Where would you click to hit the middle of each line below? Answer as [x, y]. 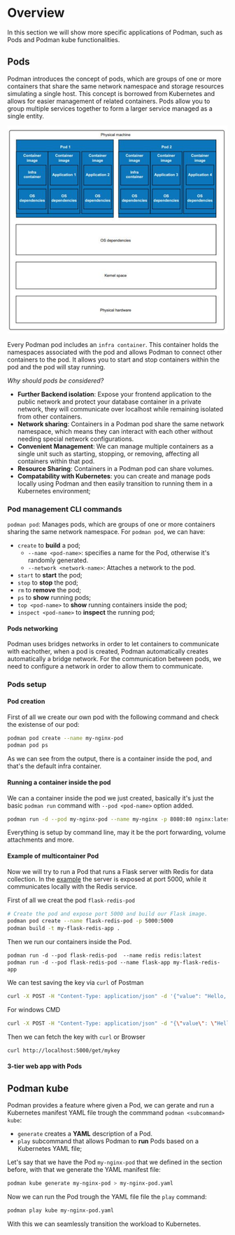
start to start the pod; [50, 575]
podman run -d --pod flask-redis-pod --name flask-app [89, 963]
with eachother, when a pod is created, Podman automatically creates [108, 651]
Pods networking [33, 628]
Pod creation [26, 701]
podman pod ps [28, 745]
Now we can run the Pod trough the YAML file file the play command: [107, 1197]
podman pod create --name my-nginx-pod [65, 738]
